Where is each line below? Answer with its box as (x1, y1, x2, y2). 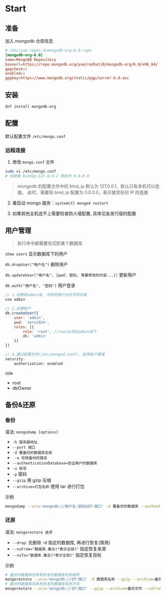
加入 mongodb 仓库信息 (5, 38, 53, 44)
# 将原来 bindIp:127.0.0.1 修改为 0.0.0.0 (5, 173, 89, 179)
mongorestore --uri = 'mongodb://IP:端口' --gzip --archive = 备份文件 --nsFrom (5, 586, 163, 591)
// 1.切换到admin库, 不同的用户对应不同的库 (5, 292, 87, 298)
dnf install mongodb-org (5, 104, 56, 109)
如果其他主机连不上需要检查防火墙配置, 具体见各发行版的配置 (12, 210, 136, 216)
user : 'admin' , (14, 315, 45, 320)
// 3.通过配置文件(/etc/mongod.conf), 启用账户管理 (5, 352, 105, 357)
